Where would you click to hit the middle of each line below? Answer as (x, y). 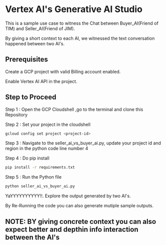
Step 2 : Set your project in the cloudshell (48, 124)
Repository (16, 115)
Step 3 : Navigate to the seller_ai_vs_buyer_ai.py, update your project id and (83, 143)
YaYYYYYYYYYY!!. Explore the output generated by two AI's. (68, 196)
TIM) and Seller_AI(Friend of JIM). (40, 28)
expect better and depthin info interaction (72, 229)
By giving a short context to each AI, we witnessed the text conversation (80, 38)
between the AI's (33, 237)
